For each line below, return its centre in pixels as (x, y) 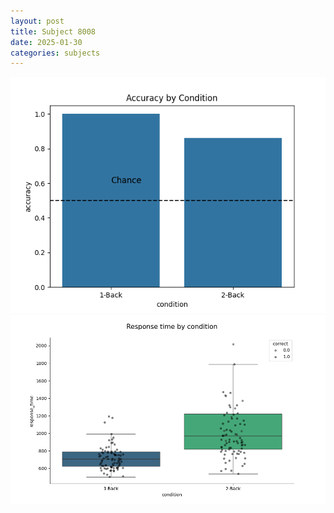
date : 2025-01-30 (46, 42)
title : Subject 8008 (53, 31)
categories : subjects (55, 53)
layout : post (37, 21)
